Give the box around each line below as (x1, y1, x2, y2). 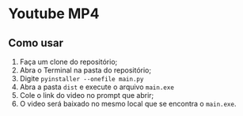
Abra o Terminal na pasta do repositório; (19, 65, 152, 75)
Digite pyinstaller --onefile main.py (19, 74, 144, 83)
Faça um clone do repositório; (19, 57, 118, 66)
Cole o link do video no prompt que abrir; (19, 91, 154, 99)
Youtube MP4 (8, 5, 100, 23)
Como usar (8, 36, 64, 50)
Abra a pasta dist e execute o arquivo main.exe (19, 82, 174, 92)
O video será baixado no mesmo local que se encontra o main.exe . (19, 99, 237, 108)
